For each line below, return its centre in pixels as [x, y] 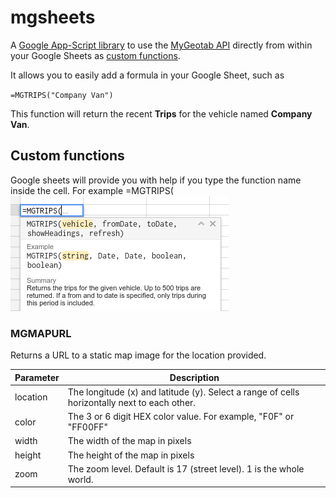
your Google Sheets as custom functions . [95, 55]
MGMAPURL [41, 333]
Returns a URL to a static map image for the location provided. [138, 355]
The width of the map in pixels [129, 441]
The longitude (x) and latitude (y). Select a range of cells [183, 392]
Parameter [37, 377]
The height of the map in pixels [131, 455]
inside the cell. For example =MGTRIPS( [92, 190]
